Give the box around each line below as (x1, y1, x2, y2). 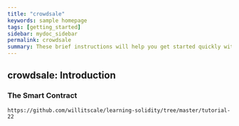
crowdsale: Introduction (7, 69, 116, 81)
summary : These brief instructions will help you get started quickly (7, 43, 221, 50)
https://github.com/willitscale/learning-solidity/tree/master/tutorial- (7, 107, 231, 114)
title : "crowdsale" (7, 10, 65, 18)
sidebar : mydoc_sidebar (7, 30, 78, 38)
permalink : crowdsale (7, 37, 72, 44)
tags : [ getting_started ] (7, 23, 81, 30)
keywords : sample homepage (7, 17, 87, 24)
